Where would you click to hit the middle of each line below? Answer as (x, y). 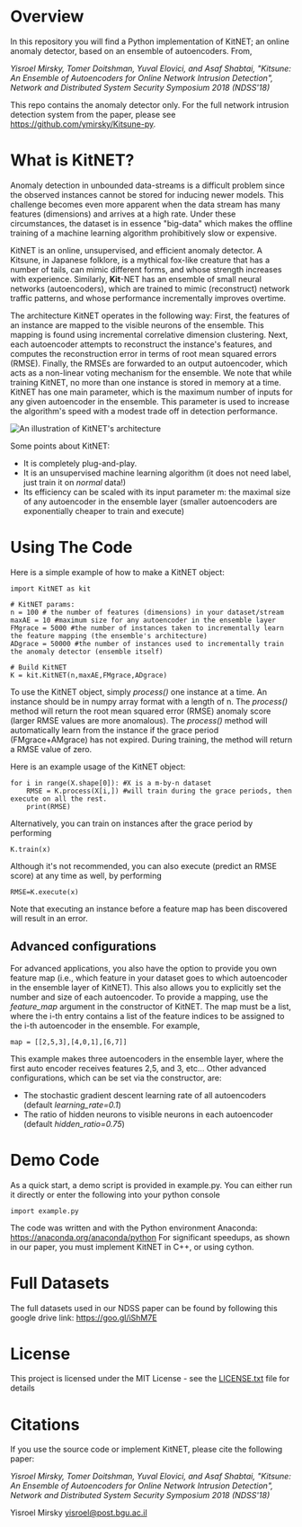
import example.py (44, 1211)
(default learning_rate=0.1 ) (72, 1105)
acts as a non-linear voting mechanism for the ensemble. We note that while (151, 373)
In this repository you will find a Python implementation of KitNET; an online (150, 41)
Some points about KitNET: (60, 446)
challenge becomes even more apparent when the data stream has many (146, 204)
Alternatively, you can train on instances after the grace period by (132, 823)
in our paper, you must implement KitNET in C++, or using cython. (132, 1247)
